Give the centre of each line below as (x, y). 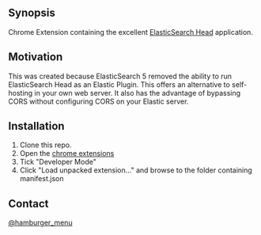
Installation (36, 126)
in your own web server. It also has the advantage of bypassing (138, 93)
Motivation (36, 57)
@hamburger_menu (40, 223)
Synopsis (32, 13)
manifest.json (42, 179)
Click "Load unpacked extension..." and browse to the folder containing (136, 170)
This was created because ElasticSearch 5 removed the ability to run (120, 76)
